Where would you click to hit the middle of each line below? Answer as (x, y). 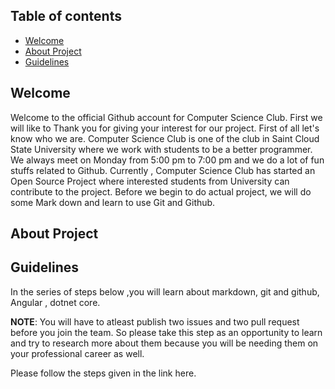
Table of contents (66, 16)
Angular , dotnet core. (55, 302)
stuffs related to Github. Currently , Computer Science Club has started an (163, 170)
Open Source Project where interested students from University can (150, 181)
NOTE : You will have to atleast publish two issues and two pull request (155, 321)
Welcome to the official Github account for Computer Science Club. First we (166, 117)
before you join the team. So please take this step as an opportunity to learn (166, 332)
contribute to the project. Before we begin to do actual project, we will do (161, 191)
